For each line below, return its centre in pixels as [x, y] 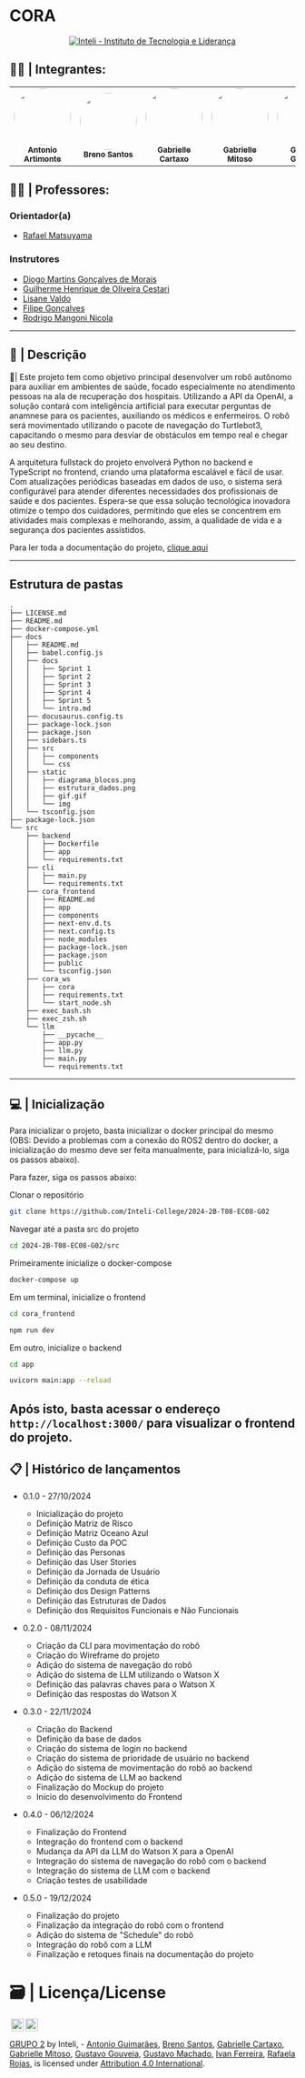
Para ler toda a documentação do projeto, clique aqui [109, 547]
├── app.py [63, 1043]
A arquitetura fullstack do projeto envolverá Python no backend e [131, 462]
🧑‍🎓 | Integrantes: [58, 70]
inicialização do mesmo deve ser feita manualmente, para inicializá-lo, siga [149, 1150]
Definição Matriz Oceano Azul [92, 1532]
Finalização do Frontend [81, 1832]
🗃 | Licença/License [88, 1992]
